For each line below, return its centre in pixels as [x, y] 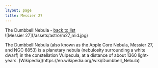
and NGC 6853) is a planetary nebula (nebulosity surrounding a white [75, 50]
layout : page [18, 10]
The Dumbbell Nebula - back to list [40, 30]
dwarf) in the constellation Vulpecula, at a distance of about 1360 [71, 55]
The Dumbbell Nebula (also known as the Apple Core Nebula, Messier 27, [79, 45]
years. [12, 60]
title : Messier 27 [24, 15]
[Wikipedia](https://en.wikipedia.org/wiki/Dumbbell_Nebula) [79, 60]
